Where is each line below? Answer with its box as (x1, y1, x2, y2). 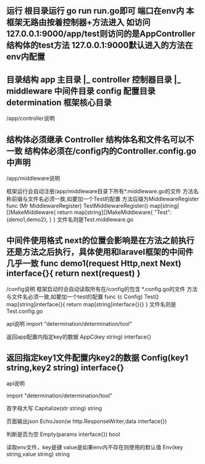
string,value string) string (6, 450, 70, 457)
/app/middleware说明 (6, 175, 60, 182)
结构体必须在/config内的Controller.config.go (24, 145, 197, 156)
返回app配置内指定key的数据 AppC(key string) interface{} (6, 333, 152, 341)
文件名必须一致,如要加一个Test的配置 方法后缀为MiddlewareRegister (27, 195, 199, 203)
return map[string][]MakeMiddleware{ (57, 208, 153, 216)
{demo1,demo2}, (6, 216, 48, 223)
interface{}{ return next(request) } (6, 268, 141, 279)
